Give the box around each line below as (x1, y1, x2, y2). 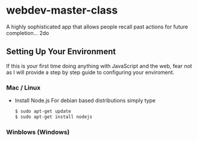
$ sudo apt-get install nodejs (14, 114, 93, 120)
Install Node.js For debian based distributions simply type (14, 97, 156, 104)
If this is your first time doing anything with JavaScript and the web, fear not (6, 62, 192, 69)
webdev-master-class (6, 4, 118, 17)
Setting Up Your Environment (6, 47, 116, 57)
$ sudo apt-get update (14, 108, 71, 114)
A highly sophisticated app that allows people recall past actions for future (6, 23, 188, 30)
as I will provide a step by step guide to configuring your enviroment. (6, 69, 175, 76)
